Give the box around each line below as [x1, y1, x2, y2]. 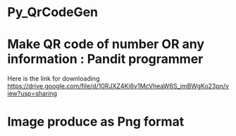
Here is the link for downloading [7, 74, 100, 83]
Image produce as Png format [7, 114, 185, 130]
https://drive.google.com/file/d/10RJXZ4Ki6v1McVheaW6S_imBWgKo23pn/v [7, 82, 230, 90]
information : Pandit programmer [7, 51, 204, 67]
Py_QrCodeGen [7, 4, 99, 20]
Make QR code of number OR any [7, 36, 205, 53]
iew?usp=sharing [7, 89, 58, 98]
